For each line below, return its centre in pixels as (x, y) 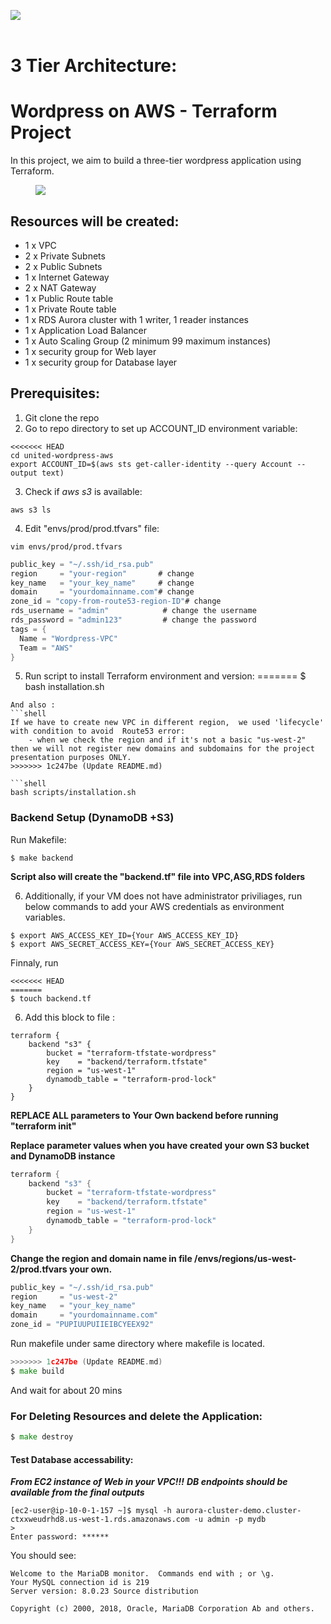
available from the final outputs (77, 1492)
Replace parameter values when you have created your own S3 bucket (160, 1145)
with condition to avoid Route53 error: (98, 731)
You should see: (43, 1556)
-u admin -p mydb (230, 1520)
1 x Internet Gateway (67, 277)
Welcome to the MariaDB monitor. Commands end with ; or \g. (142, 1574)
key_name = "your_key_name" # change (102, 583)
